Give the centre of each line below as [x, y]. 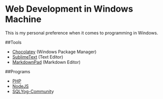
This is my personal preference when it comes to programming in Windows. [82, 33]
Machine [23, 19]
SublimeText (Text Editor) [38, 57]
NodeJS [20, 86]
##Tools [14, 42]
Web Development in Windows [69, 9]
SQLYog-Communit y [33, 91]
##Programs [18, 71]
